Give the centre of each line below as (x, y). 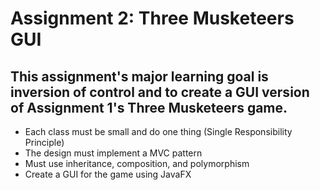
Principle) (44, 142)
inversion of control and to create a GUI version (160, 92)
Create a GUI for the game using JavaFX (108, 174)
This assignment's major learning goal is (139, 76)
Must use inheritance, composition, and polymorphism (137, 163)
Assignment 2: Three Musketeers (152, 18)
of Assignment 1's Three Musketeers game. (149, 107)
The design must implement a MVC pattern (113, 153)
